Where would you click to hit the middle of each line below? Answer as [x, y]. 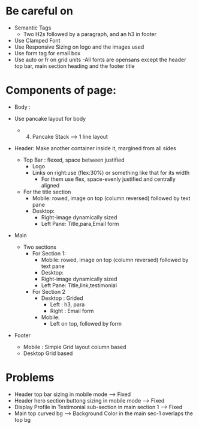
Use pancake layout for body [50, 118]
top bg [22, 419]
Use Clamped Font [37, 40]
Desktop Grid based [48, 353]
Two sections [40, 247]
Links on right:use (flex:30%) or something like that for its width [111, 172]
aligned [50, 185]
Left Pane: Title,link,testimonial [79, 285]
